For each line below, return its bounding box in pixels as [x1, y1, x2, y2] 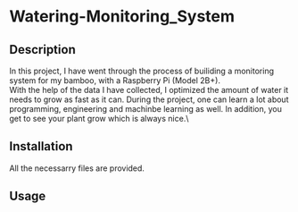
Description [9, 42, 76, 57]
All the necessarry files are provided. [9, 163, 145, 174]
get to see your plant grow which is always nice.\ [9, 114, 189, 123]
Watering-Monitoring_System [9, 6, 235, 27]
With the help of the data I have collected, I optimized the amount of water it [9, 85, 289, 95]
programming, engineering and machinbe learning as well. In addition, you [9, 104, 283, 114]
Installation [9, 139, 73, 154]
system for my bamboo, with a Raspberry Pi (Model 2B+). [9, 75, 221, 86]
